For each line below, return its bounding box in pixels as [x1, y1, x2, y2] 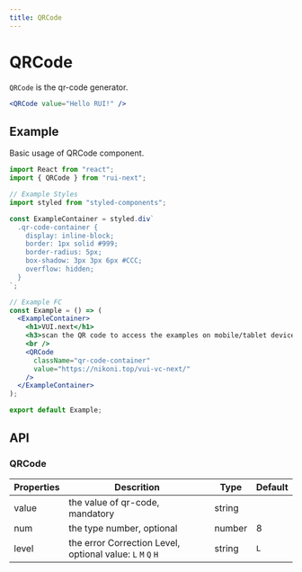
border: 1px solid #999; [25, 239, 119, 248]
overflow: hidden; [25, 264, 94, 273]
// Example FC [9, 298, 63, 307]
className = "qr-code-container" [32, 356, 151, 365]
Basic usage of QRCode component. [9, 147, 145, 158]
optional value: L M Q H [68, 548, 159, 560]
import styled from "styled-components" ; [9, 198, 167, 207]
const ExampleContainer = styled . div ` [9, 214, 155, 223]
